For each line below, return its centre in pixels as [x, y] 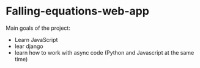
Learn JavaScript [36, 39]
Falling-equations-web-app [77, 11]
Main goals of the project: [38, 28]
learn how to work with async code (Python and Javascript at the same [104, 52]
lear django [29, 46]
